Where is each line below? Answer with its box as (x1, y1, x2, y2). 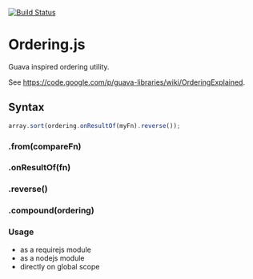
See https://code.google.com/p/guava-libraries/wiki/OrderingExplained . (8, 77, 246, 87)
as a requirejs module (19, 245, 92, 254)
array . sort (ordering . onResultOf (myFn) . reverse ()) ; (8, 122, 181, 130)
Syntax (8, 101, 45, 114)
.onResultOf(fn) (8, 162, 71, 173)
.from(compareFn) (8, 141, 82, 152)
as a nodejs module (19, 253, 85, 263)
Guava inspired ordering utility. (8, 62, 110, 71)
